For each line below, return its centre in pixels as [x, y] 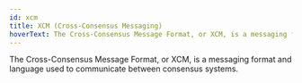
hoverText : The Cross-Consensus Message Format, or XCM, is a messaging [148, 34]
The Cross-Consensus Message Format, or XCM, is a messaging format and [151, 60]
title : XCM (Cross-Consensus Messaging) [86, 26]
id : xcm [24, 17]
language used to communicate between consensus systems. [124, 69]
